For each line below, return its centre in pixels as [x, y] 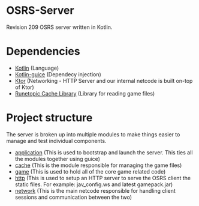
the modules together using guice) [58, 159]
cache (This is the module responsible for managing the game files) [98, 165]
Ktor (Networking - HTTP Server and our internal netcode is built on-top [104, 80]
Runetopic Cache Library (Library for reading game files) [85, 93]
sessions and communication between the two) [73, 197]
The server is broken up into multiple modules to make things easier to [93, 134]
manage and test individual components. [56, 141]
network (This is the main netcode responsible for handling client [95, 190]
